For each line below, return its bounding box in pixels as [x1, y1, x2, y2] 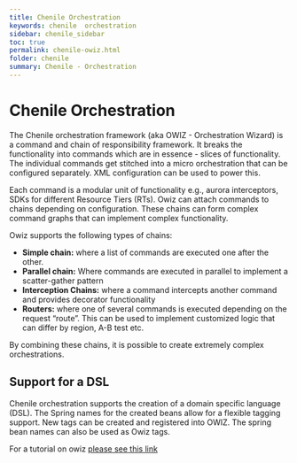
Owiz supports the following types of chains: [9, 229, 173, 240]
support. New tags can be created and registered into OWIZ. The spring [9, 417, 272, 428]
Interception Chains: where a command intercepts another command [21, 284, 277, 295]
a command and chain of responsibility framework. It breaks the [9, 139, 243, 150]
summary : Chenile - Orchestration [9, 63, 137, 72]
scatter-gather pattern [21, 275, 104, 286]
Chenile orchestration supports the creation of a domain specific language [9, 397, 281, 408]
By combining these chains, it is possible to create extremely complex [9, 339, 264, 350]
